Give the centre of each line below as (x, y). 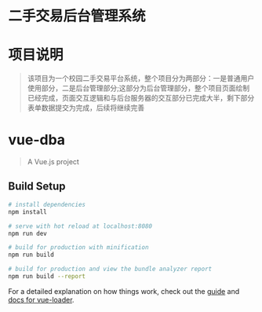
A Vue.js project (53, 162)
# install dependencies (47, 204)
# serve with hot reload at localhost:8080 (80, 226)
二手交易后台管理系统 (77, 16)
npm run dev (27, 233)
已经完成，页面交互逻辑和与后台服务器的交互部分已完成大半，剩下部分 (141, 98)
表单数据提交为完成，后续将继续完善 (86, 108)
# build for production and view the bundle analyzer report (110, 269)
